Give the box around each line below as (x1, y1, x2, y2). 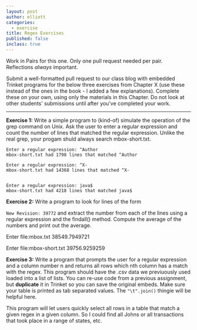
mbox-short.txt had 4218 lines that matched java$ (6, 188, 133, 193)
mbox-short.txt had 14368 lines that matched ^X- (6, 167, 130, 173)
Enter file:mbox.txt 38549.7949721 (6, 233, 90, 240)
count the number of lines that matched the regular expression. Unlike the (6, 129, 185, 136)
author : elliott (6, 14, 46, 20)
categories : (6, 19, 35, 25)
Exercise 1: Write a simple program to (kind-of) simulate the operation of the (6, 117, 191, 124)
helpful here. (6, 293, 37, 300)
